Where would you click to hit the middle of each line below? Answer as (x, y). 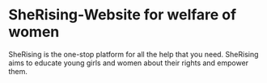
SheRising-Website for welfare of (123, 15)
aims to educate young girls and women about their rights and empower (129, 63)
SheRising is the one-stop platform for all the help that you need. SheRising (133, 54)
